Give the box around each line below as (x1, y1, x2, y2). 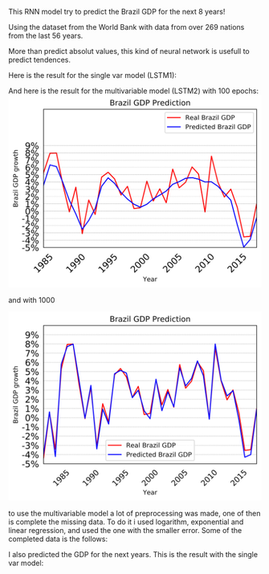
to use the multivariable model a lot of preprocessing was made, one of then (8, 509, 261, 519)
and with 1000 (8, 295, 55, 305)
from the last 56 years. (8, 31, 84, 40)
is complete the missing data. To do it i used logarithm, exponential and (8, 517, 244, 527)
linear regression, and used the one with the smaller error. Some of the (8, 526, 243, 535)
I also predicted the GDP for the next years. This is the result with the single (8, 550, 259, 560)
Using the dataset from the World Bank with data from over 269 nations (8, 22, 245, 31)
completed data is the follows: (8, 534, 108, 544)
